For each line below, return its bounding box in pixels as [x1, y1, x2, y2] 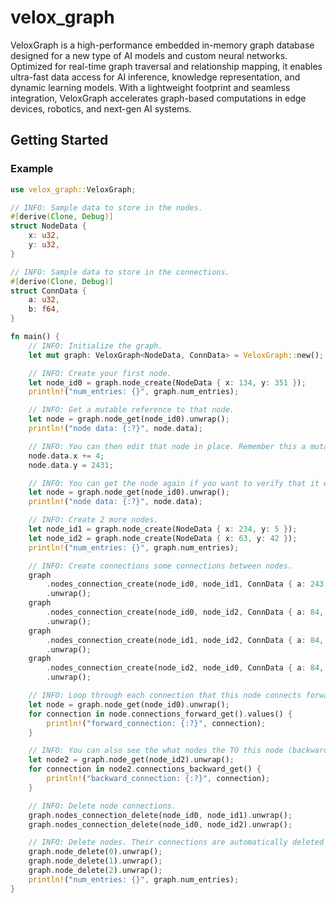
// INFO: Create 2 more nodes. [28, 515, 159, 525]
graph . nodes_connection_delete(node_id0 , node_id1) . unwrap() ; [28, 810, 293, 820]
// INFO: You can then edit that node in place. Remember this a [28, 441, 307, 451]
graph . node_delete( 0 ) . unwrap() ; [28, 847, 163, 857]
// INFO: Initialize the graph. [28, 341, 163, 351]
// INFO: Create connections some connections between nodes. [28, 561, 293, 571]
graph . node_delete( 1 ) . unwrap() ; [28, 856, 163, 866]
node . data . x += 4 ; [28, 451, 105, 461]
